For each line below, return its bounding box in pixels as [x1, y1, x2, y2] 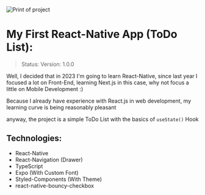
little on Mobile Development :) [6, 85, 84, 92]
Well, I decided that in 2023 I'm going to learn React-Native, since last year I [6, 72, 198, 79]
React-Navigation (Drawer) [15, 156, 84, 163]
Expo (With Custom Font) [15, 169, 79, 176]
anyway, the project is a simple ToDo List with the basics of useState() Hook [6, 116, 199, 123]
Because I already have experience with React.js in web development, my [6, 97, 192, 105]
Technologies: [6, 133, 62, 144]
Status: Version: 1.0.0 [21, 61, 74, 68]
